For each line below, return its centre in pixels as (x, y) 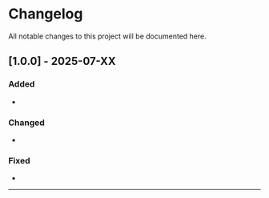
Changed (27, 123)
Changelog (46, 14)
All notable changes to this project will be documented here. (107, 36)
